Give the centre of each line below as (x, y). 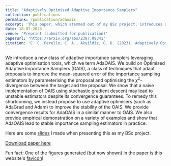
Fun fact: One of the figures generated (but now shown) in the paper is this (84, 153)
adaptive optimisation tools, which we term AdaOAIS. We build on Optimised (85, 63)
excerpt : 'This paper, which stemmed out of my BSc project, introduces (84, 24)
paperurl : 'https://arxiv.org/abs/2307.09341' (55, 39)
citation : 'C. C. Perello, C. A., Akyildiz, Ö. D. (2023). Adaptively (82, 43)
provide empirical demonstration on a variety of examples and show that (81, 118)
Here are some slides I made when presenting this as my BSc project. (78, 133)
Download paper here (28, 143)
